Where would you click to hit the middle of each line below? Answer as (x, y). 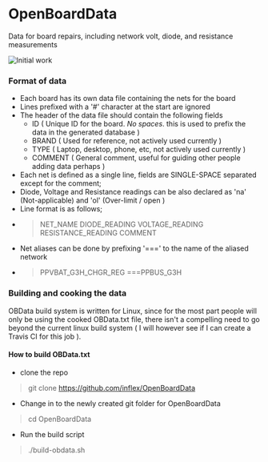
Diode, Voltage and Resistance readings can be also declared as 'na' (133, 192)
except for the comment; (60, 183)
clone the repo (44, 372)
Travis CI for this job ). (45, 336)
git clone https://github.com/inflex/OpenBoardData (112, 388)
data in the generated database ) (86, 132)
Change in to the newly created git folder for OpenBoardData (120, 403)
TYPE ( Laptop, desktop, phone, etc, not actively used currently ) (139, 150)
